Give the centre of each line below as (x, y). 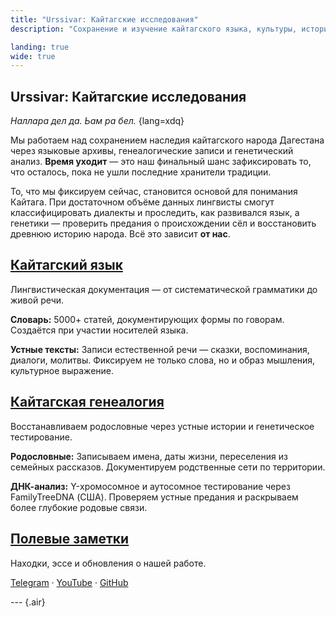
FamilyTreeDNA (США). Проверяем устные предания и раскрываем (154, 497)
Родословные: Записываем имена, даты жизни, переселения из (149, 456)
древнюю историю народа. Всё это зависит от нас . (120, 234)
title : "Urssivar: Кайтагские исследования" (104, 19)
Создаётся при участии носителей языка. (99, 330)
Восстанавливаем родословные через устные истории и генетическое (162, 426)
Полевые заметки (70, 539)
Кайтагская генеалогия (87, 402)
